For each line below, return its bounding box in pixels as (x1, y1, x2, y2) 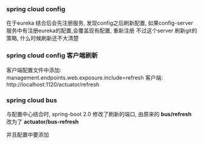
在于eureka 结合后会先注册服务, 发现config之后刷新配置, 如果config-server (6, 19, 193, 27)
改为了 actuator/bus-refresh (6, 118, 79, 125)
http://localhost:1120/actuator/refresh (6, 81, 100, 88)
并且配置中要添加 (6, 131, 49, 138)
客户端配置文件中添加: (6, 66, 62, 74)
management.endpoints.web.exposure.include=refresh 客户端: (6, 74, 163, 81)
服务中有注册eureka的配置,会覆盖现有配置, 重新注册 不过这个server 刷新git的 (6, 27, 198, 35)
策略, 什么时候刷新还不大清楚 (6, 35, 79, 42)
